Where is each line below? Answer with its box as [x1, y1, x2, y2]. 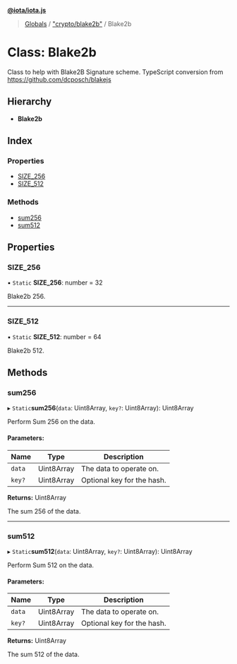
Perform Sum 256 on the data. [7, 417, 95, 426]
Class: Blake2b [7, 45, 97, 61]
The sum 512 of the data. [7, 650, 80, 659]
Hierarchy [7, 95, 52, 108]
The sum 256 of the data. [7, 506, 81, 515]
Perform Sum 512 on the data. [7, 561, 94, 569]
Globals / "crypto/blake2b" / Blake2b [24, 20, 132, 28]
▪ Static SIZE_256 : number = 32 [7, 278, 104, 287]
